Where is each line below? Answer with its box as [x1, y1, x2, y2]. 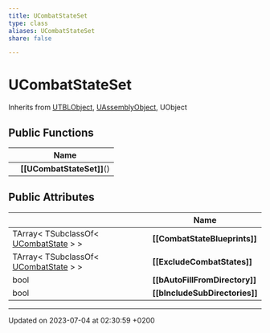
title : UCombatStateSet [8, 11, 88, 20]
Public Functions [8, 125, 94, 139]
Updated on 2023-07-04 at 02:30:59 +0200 [8, 315, 155, 325]
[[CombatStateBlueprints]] [152, 232, 257, 244]
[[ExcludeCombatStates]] [152, 256, 253, 267]
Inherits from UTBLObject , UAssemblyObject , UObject [8, 102, 187, 113]
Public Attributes [8, 191, 95, 204]
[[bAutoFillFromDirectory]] [152, 274, 257, 286]
